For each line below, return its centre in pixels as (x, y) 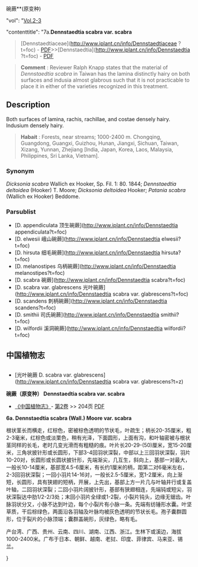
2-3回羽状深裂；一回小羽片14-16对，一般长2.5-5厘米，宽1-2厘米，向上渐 (94, 475)
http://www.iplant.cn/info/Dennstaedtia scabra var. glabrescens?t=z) (100, 382)
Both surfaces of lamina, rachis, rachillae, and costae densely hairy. (88, 119)
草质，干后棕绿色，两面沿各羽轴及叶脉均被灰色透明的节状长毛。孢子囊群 (94, 512)
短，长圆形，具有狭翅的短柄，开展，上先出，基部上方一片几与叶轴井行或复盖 (99, 482)
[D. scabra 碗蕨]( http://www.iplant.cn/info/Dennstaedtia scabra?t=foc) (100, 280)
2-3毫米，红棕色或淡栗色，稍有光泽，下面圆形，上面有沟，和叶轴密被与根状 (98, 438)
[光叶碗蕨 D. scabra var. (43, 375)
